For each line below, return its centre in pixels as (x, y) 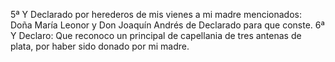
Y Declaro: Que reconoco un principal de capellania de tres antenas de (156, 35)
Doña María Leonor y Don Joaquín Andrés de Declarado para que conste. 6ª (167, 25)
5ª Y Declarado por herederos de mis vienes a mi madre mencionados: (156, 14)
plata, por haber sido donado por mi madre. (100, 46)
